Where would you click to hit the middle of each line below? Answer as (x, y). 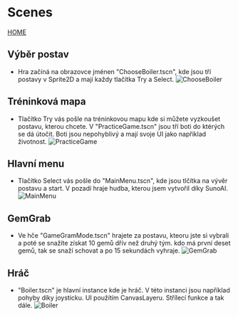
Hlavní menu (36, 163)
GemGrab (29, 218)
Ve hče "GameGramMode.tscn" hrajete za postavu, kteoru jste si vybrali (123, 236)
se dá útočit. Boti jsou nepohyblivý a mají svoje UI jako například (112, 134)
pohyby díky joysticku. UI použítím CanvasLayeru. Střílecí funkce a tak (121, 297)
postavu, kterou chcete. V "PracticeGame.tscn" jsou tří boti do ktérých (121, 126)
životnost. (32, 141)
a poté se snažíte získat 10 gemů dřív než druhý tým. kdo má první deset (124, 243)
